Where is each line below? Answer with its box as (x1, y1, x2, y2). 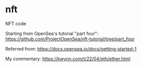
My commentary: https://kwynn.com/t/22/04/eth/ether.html (5, 55, 131, 62)
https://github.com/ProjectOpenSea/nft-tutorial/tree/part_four (5, 36, 135, 42)
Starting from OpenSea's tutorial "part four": (5, 30, 99, 36)
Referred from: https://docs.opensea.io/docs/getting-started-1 (5, 46, 137, 52)
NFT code (5, 20, 27, 27)
